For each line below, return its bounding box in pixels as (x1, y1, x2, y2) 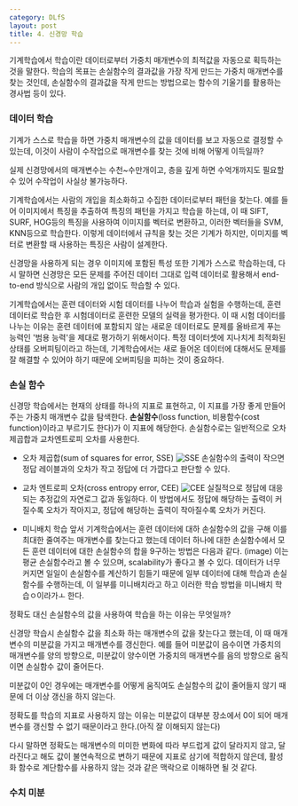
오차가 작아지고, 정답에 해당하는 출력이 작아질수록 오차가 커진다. (45, 504, 266, 515)
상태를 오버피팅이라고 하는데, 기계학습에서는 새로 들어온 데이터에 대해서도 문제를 (9, 343, 286, 353)
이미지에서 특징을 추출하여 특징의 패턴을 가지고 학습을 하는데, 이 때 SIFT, (18, 205, 269, 216)
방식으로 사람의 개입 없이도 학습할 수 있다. (35, 280, 180, 290)
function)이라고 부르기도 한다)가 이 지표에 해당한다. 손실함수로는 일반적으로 (9, 423, 271, 433)
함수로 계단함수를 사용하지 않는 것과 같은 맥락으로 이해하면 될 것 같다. (18, 762, 257, 772)
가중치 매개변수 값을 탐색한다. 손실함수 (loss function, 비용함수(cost (25, 411, 260, 422)
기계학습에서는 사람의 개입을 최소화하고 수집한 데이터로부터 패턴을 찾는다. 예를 (9, 194, 279, 205)
